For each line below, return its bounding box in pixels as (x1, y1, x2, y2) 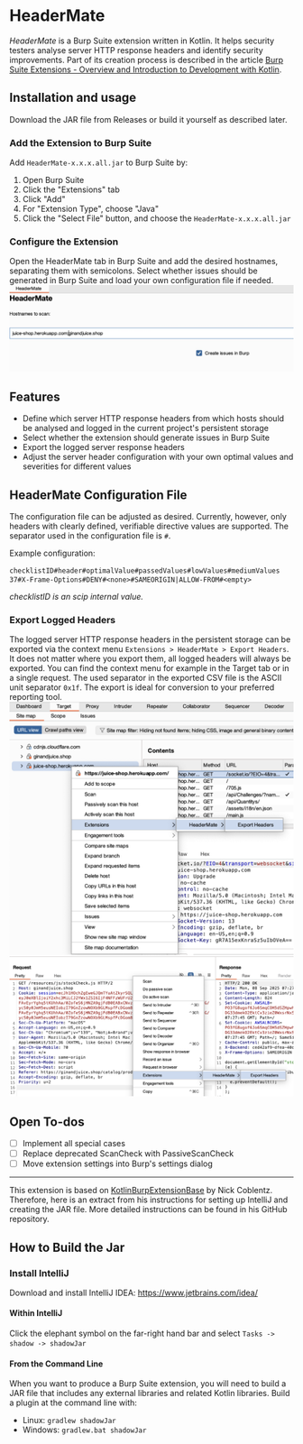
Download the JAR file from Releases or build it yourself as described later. (9, 114, 288, 124)
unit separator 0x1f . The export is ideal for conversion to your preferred (9, 682, 275, 693)
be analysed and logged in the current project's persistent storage (22, 423, 269, 434)
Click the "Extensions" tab (22, 184, 120, 195)
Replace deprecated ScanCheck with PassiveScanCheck (22, 1148, 234, 1159)
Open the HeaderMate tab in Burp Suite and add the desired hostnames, (9, 256, 279, 267)
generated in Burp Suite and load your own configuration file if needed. (9, 275, 274, 286)
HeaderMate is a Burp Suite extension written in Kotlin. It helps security (9, 35, 275, 46)
